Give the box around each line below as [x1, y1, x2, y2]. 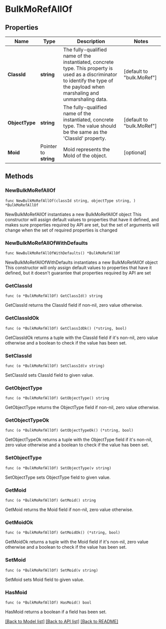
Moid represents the [63, 146, 110, 153]
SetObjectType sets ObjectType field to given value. [5, 474, 111, 480]
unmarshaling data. [63, 96, 108, 103]
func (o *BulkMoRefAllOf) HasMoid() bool [5, 600, 92, 605]
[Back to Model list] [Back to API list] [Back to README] [5, 618, 119, 624]
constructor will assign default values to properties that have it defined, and [5, 217, 159, 223]
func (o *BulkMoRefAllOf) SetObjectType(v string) [5, 465, 112, 470]
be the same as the [63, 129, 108, 135]
